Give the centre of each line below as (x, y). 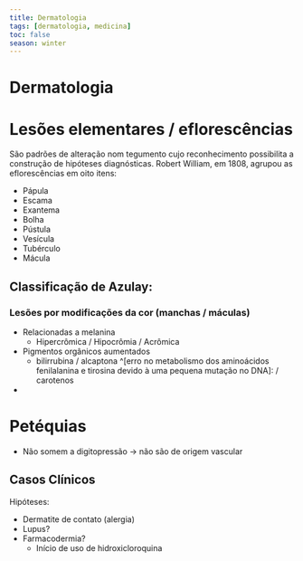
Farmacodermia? (54, 538)
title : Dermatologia (48, 18)
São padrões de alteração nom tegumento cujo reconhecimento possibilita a (151, 154)
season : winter (38, 43)
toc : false (30, 34)
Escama (37, 201)
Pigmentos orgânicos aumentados (86, 352)
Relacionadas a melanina (69, 332)
